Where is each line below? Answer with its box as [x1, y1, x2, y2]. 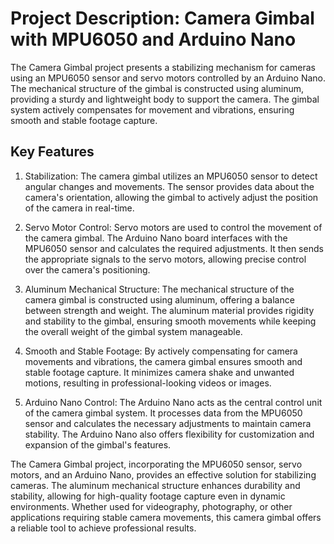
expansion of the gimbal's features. [24, 438, 172, 451]
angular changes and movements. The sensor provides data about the [24, 180, 315, 192]
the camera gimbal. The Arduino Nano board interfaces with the [24, 232, 288, 244]
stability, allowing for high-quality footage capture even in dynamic [10, 490, 286, 502]
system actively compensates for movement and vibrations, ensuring [10, 103, 295, 116]
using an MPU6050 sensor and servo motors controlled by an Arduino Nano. [10, 72, 326, 84]
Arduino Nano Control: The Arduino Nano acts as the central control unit [24, 396, 323, 408]
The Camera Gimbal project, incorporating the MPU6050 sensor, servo [10, 458, 303, 470]
